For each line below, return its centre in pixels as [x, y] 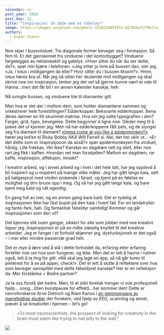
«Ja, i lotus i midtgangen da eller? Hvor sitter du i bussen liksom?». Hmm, [79, 71]
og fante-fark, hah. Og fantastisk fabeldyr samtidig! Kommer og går [73, 208]
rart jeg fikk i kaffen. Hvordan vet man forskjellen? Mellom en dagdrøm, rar [80, 152]
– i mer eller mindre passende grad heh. [45, 238]
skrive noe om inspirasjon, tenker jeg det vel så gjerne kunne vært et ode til [81, 82]
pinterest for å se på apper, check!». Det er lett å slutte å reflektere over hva [81, 263]
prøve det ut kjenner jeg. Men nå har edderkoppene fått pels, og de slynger [81, 126]
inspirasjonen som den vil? [32, 213]
